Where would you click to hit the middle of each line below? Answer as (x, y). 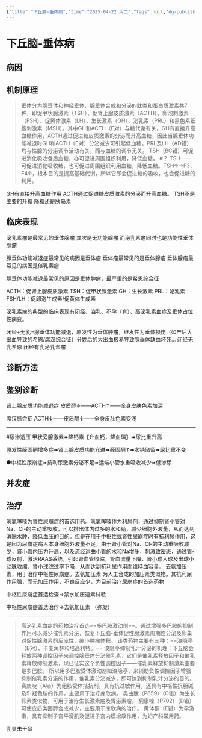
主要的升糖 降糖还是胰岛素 (38, 201)
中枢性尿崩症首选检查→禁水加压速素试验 (56, 595)
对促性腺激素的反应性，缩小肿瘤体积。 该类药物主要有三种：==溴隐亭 (107, 641)
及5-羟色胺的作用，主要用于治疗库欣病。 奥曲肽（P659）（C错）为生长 (108, 693)
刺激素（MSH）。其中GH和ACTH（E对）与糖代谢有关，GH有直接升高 (111, 128)
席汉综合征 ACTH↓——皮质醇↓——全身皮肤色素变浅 (72, 419)
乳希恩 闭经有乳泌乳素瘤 (36, 346)
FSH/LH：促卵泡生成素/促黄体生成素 (51, 298)
